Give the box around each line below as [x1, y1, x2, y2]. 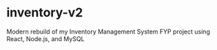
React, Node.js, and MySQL [6, 34, 85, 42]
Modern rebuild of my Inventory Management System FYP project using [6, 27, 211, 36]
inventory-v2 [6, 5, 83, 21]
